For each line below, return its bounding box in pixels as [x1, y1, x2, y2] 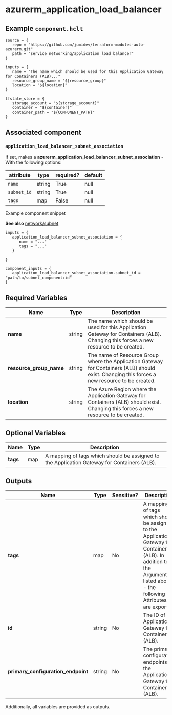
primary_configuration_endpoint [8, 668, 89, 675]
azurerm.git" [5, 47, 33, 52]
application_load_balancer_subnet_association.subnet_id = [12, 270, 141, 276]
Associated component [5, 128, 82, 137]
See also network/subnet [5, 220, 59, 226]
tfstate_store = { [5, 96, 45, 101]
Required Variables [5, 294, 68, 302]
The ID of [143, 612, 165, 619]
